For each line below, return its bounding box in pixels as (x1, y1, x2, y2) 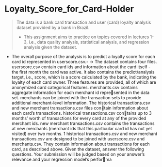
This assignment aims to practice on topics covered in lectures (23, 34, 149, 40)
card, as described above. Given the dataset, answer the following (11, 146, 144, 152)
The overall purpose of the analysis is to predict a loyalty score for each (11, 53, 156, 59)
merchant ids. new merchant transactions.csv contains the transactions (11, 120, 155, 126)
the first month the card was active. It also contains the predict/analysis (11, 69, 155, 75)
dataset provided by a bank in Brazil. (16, 24, 90, 30)
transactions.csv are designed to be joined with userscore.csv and (11, 136, 145, 141)
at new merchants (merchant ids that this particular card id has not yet (11, 125, 152, 131)
